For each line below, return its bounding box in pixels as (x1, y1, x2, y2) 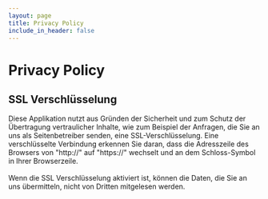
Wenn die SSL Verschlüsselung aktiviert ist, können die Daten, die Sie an (8, 173, 248, 183)
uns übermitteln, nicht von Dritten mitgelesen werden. (8, 181, 186, 192)
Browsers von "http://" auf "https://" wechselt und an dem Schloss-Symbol (8, 148, 256, 157)
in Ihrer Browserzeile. (8, 157, 78, 166)
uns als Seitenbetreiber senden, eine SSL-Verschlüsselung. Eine (8, 131, 219, 141)
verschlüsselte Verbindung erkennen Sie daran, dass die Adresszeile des (8, 139, 250, 149)
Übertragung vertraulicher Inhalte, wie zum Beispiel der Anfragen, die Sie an (8, 122, 260, 132)
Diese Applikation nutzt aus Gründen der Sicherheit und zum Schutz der (8, 113, 246, 124)
